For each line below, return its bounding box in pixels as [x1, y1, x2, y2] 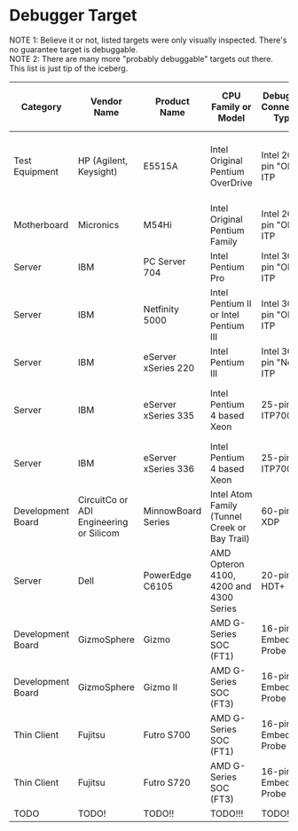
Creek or [209, 521, 247, 533]
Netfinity [143, 302, 179, 315]
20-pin [261, 568, 292, 581]
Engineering [77, 515, 129, 528]
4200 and [209, 580, 252, 592]
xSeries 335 [143, 409, 195, 421]
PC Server [143, 255, 186, 267]
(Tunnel [209, 510, 242, 522]
